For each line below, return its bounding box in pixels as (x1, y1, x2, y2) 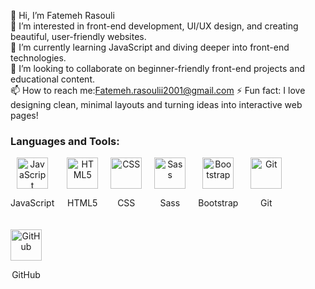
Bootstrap (198, 197, 239, 209)
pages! (10, 110, 39, 121)
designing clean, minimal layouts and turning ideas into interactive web (10, 99, 303, 110)
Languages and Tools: (10, 134, 120, 148)
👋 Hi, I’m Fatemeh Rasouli (10, 10, 115, 21)
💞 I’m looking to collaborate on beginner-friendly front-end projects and (10, 63, 305, 74)
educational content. (10, 73, 95, 85)
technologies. (10, 52, 67, 64)
